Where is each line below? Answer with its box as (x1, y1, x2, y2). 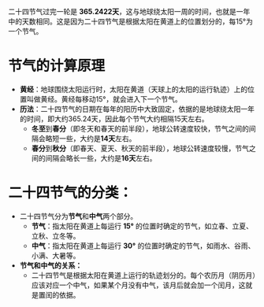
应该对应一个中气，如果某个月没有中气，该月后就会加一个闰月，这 (31, 280, 246, 290)
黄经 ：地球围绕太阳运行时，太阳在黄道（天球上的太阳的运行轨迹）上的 (19, 84, 248, 94)
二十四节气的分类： (8, 184, 133, 202)
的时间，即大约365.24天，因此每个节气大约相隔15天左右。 (19, 113, 209, 124)
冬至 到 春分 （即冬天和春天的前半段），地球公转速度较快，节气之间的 (31, 124, 250, 133)
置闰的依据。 (38, 290, 80, 299)
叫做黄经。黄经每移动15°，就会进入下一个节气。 (26, 94, 183, 104)
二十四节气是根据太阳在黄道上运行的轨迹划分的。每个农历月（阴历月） (31, 270, 256, 279)
